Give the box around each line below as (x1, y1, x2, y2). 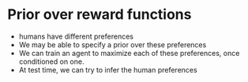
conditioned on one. (18, 57, 85, 66)
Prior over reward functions (7, 6, 192, 24)
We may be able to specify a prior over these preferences (18, 39, 207, 49)
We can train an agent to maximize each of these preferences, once (18, 48, 240, 58)
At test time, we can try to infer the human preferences (18, 65, 198, 74)
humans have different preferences (18, 32, 133, 41)
